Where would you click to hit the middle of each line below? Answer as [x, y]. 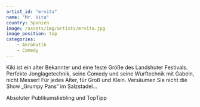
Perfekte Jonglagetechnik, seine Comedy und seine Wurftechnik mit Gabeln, [100, 73]
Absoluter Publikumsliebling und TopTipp [57, 97]
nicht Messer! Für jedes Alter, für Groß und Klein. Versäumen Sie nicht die [97, 80]
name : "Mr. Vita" [28, 17]
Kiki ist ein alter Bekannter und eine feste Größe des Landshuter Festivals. [97, 67]
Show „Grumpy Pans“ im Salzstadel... [52, 86]
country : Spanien [28, 23]
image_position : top [32, 34]
